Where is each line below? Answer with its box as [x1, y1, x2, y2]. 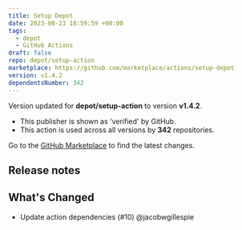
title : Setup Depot [8, 11, 74, 20]
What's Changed [8, 191, 95, 204]
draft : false [8, 49, 52, 57]
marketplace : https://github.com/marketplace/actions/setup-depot [8, 64, 235, 72]
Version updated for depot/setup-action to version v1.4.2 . [8, 101, 203, 111]
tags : [8, 26, 26, 34]
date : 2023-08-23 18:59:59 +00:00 [8, 19, 124, 27]
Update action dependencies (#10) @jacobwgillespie [19, 212, 195, 221]
